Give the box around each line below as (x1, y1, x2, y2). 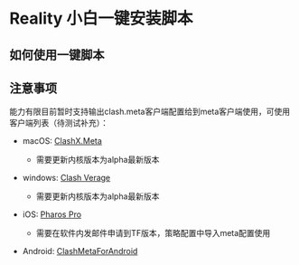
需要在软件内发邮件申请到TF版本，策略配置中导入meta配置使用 (35, 228, 271, 239)
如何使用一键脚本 (9, 47, 105, 62)
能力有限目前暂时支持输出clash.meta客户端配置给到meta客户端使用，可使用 (9, 106, 291, 118)
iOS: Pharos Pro (22, 209, 82, 220)
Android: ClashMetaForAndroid (22, 246, 138, 257)
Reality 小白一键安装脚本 (9, 8, 193, 29)
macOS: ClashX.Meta (22, 136, 102, 147)
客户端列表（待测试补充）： (9, 118, 108, 128)
